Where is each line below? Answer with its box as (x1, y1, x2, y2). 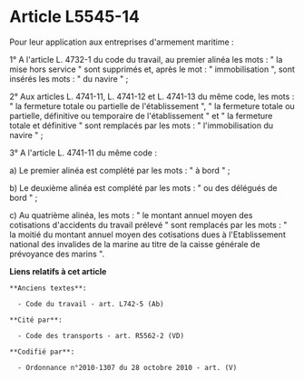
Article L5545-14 (9, 6, 141, 27)
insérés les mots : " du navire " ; (9, 73, 129, 84)
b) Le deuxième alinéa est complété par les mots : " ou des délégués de (9, 182, 279, 193)
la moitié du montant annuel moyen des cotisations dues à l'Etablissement (9, 229, 286, 240)
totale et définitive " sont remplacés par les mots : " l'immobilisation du (9, 120, 274, 131)
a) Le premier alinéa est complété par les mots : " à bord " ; (9, 165, 230, 175)
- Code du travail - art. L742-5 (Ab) (17, 299, 165, 308)
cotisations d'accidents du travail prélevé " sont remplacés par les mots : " (9, 219, 288, 230)
